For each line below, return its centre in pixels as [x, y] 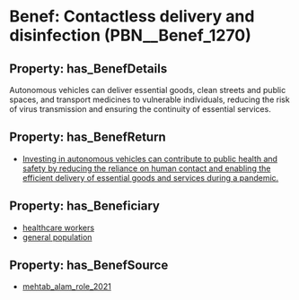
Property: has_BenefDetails [88, 69]
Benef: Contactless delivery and [132, 17]
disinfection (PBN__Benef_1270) [130, 35]
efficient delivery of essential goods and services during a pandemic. [150, 177]
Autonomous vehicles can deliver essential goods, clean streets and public [148, 90]
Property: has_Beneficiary [84, 206]
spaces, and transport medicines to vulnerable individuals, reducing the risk [149, 99]
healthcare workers [58, 227]
